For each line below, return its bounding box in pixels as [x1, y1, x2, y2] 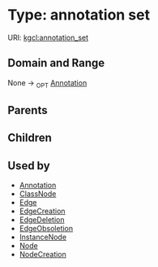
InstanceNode [19, 232, 66, 242]
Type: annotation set [7, 6, 151, 24]
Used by [7, 159, 50, 173]
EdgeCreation [19, 206, 66, 217]
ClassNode [19, 189, 57, 199]
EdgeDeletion [19, 215, 65, 225]
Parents [7, 103, 48, 117]
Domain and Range [7, 56, 105, 70]
